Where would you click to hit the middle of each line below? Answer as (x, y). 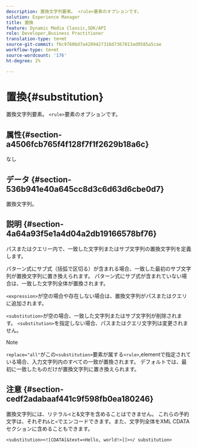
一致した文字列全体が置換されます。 (65, 283)
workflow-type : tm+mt (33, 50)
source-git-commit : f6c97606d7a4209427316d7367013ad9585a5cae (84, 45)
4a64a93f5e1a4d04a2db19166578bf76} (81, 234)
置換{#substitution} (55, 97)
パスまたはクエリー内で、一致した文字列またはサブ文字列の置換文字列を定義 (99, 248)
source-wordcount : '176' (36, 55)
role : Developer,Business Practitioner (55, 34)
